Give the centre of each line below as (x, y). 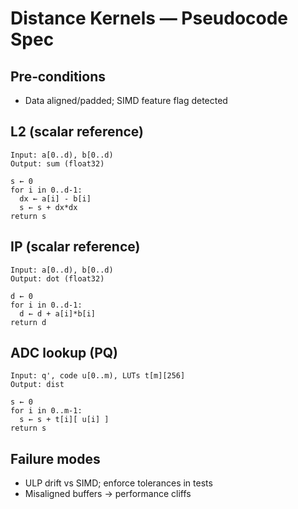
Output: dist (37, 385)
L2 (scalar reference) (77, 132)
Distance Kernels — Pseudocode (149, 18)
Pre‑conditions (58, 76)
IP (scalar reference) (75, 247)
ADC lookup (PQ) (64, 353)
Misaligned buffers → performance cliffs (108, 494)
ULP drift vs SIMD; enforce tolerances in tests (118, 483)
